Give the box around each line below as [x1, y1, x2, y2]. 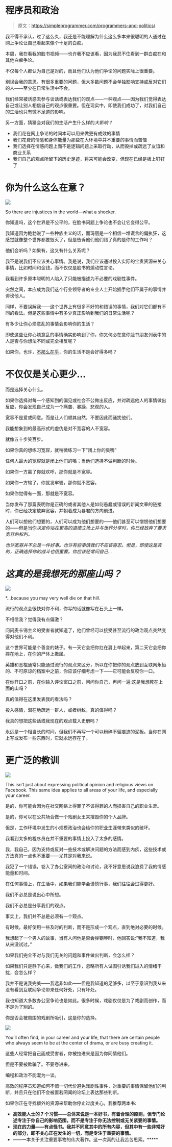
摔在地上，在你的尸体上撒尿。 [5, 651, 68, 657]
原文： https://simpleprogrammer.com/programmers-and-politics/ [17, 22, 156, 29]
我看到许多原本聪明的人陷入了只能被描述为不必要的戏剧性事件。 [5, 275, 139, 281]
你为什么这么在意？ [5, 182, 86, 194]
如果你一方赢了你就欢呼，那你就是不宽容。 [5, 468, 95, 475]
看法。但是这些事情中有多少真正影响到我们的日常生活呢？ [14, 310, 135, 316]
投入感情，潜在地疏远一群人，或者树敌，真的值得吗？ [5, 707, 117, 713]
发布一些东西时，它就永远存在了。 [18, 735, 90, 741]
